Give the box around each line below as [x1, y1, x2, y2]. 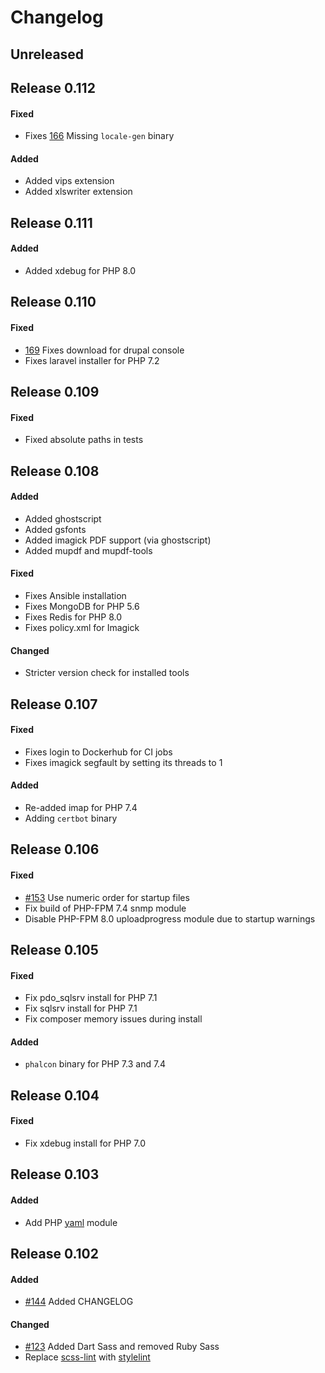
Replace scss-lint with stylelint [24, 1351, 151, 1363]
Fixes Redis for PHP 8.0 [24, 611, 122, 623]
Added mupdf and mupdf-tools [24, 544, 153, 556]
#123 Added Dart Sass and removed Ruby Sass [24, 1341, 220, 1353]
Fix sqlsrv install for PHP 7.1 [24, 1002, 138, 1015]
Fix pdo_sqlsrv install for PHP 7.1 [24, 992, 158, 1004]
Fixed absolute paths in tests [24, 434, 144, 446]
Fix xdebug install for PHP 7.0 [24, 1137, 147, 1149]
